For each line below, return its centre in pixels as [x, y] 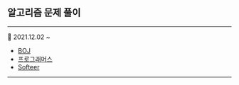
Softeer [28, 67]
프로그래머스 [35, 59]
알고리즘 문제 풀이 [44, 13]
